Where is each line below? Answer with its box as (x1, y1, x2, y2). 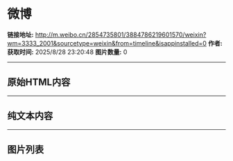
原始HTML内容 (7, 77, 71, 88)
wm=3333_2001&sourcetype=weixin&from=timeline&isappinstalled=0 (7, 39, 207, 47)
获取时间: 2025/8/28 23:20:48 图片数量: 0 (7, 48, 128, 56)
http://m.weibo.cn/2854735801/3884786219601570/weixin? (35, 30, 207, 39)
